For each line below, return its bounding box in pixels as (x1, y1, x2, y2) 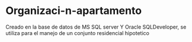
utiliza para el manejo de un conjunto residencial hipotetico (5, 29, 149, 36)
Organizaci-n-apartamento (5, 4, 142, 17)
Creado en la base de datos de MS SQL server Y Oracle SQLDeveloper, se (5, 23, 187, 30)
